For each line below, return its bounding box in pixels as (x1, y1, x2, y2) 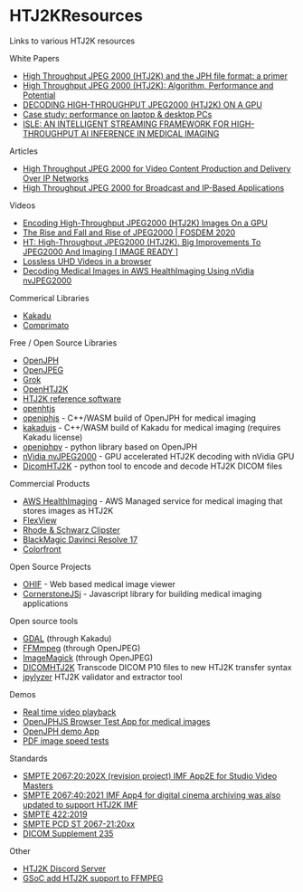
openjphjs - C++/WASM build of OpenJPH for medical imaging (22, 413, 256, 423)
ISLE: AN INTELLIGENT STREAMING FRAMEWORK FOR (22, 119, 229, 129)
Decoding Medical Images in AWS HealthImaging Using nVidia (22, 265, 255, 276)
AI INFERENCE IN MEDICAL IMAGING (80, 128, 220, 138)
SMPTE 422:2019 (22, 809, 88, 820)
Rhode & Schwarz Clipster (22, 524, 120, 535)
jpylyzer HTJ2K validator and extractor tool (22, 671, 183, 682)
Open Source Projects (9, 561, 92, 572)
